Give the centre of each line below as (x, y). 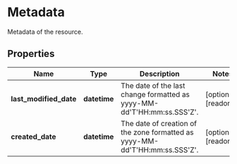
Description (160, 73)
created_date (34, 137)
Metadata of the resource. (45, 32)
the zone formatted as (157, 132)
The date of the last (153, 85)
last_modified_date (44, 99)
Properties (31, 54)
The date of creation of (159, 123)
